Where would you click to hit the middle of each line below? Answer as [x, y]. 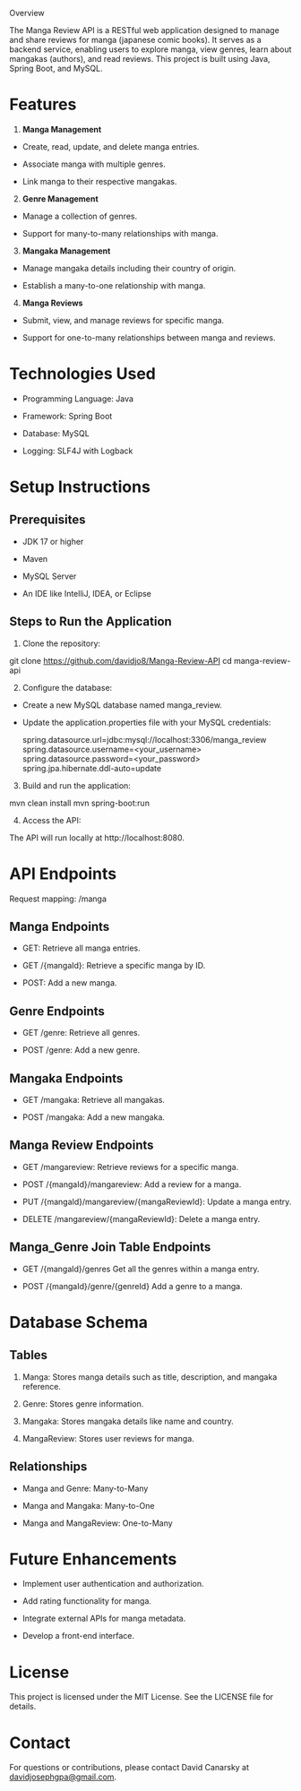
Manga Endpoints [60, 927]
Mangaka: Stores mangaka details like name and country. [128, 1421]
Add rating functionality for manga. [87, 1601]
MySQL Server [49, 576]
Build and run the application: [77, 785]
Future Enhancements [93, 1559]
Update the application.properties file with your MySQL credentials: [146, 722]
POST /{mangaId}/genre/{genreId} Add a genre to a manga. [133, 1286]
